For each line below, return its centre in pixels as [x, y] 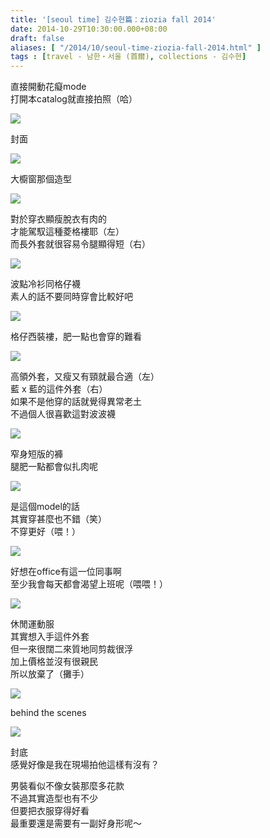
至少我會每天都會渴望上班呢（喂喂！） [89, 584]
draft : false [37, 38]
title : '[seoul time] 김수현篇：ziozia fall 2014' [113, 19]
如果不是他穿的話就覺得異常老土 [76, 402]
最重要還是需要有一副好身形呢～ [76, 823]
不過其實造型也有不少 [54, 798]
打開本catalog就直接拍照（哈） [74, 99]
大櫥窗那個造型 [41, 179]
